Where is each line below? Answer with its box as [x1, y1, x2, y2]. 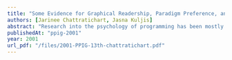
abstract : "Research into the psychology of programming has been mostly [7, 23, 224, 30]
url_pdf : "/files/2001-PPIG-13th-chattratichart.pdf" [7, 42, 166, 49]
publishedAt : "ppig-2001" [7, 29, 81, 37]
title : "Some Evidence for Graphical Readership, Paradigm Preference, [7, 10, 217, 17]
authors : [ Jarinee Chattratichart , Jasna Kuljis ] [7, 17, 153, 23]
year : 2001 [7, 36, 39, 43]
